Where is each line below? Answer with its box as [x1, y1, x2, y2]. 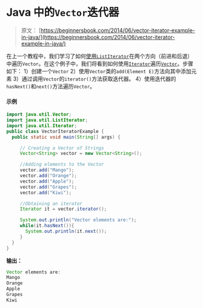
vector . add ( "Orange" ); [19, 173, 78, 179]
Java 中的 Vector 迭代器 [6, 5, 119, 19]
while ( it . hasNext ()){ [19, 223, 75, 229]
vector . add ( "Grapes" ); [19, 184, 78, 190]
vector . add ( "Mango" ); [19, 167, 75, 173]
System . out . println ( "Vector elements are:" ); [19, 217, 137, 223]
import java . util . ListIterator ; [6, 117, 88, 123]
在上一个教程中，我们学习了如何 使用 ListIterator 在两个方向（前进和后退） [6, 52, 193, 59]
